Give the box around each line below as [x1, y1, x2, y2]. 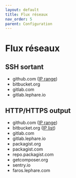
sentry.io [12, 162, 31, 168]
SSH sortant [5, 62, 44, 71]
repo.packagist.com [12, 151, 54, 157]
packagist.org [12, 141, 41, 147]
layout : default [5, 7, 39, 12]
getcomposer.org [12, 157, 48, 163]
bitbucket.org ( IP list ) [12, 125, 56, 131]
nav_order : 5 [5, 16, 32, 21]
